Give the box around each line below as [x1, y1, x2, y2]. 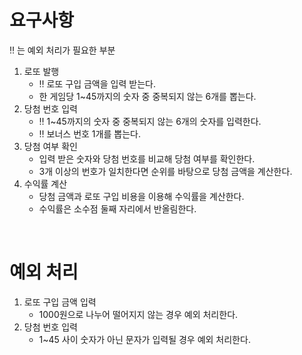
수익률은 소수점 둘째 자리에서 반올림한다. [38, 202, 197, 215]
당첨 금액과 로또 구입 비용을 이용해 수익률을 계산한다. [38, 190, 245, 202]
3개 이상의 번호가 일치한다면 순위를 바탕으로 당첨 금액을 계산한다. [38, 165, 293, 177]
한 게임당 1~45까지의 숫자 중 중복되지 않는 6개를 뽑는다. [38, 90, 257, 102]
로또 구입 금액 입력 [23, 296, 97, 308]
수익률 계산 [23, 177, 68, 190]
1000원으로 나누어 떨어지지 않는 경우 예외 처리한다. [38, 308, 239, 320]
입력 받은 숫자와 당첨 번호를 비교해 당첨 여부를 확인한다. [38, 152, 256, 165]
